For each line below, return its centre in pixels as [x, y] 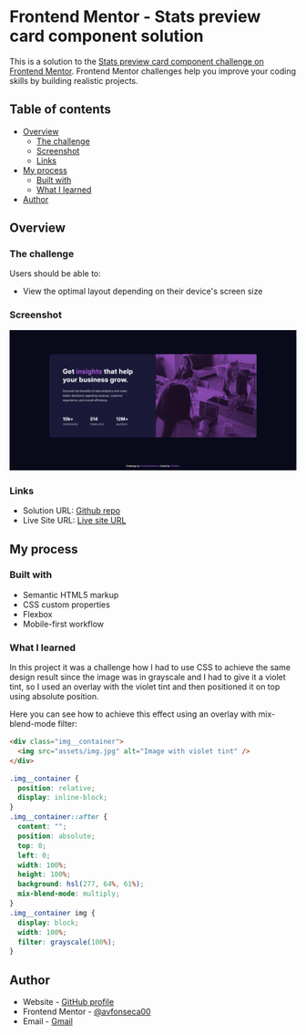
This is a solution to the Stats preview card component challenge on [137, 61]
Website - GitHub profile [68, 1002]
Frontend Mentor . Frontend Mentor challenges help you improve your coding [153, 71]
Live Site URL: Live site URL [74, 521]
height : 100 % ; [44, 875]
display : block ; [48, 923]
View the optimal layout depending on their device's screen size [143, 291]
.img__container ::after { [58, 817]
